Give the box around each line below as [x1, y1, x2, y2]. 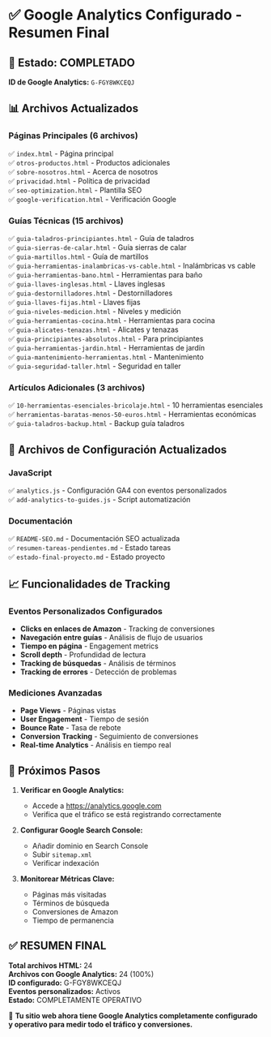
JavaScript [8, 467, 53, 478]
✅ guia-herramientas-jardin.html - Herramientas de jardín [8, 342, 205, 352]
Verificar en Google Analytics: [19, 785, 125, 795]
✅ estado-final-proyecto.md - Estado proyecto [8, 552, 166, 562]
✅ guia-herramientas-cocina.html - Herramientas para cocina [8, 315, 216, 325]
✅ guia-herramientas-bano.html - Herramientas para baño [8, 269, 203, 279]
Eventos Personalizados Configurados [8, 605, 163, 617]
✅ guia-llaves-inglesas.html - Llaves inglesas [8, 278, 166, 289]
